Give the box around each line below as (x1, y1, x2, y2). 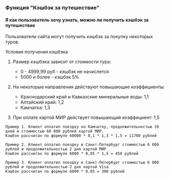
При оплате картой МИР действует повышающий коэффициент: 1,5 (12, 114, 160, 121)
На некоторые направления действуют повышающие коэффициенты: (12, 84, 165, 90)
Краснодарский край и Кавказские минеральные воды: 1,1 (20, 94, 149, 100)
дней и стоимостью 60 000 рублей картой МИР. (5, 129, 104, 134)
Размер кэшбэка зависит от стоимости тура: (12, 59, 112, 65)
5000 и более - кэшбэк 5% (20, 74, 79, 80)
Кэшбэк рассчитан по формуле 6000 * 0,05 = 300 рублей (5, 169, 125, 174)
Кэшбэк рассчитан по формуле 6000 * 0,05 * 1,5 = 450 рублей (5, 151, 139, 157)
